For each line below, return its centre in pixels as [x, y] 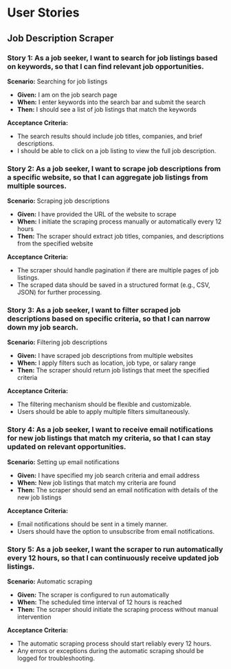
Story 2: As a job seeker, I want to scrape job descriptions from [114, 168]
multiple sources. [37, 186]
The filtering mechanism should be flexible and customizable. [104, 404]
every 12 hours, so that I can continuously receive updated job [113, 558]
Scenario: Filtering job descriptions [57, 342]
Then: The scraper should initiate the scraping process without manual [118, 610]
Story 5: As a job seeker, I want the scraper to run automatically [115, 549]
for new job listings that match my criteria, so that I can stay [109, 438]
